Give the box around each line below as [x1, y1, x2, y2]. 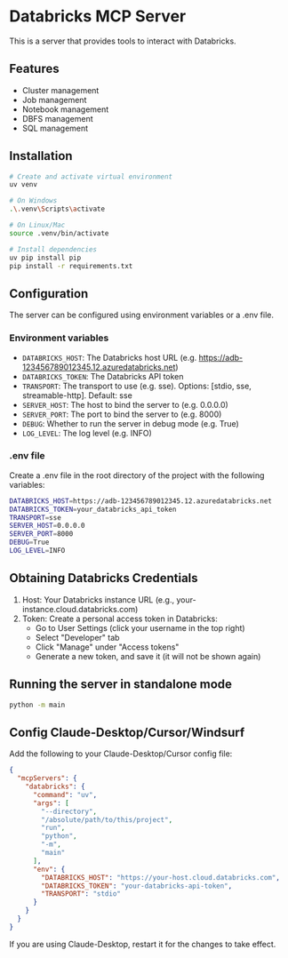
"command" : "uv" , [32, 790, 98, 799]
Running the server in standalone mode [9, 677, 233, 692]
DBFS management [21, 113, 93, 124]
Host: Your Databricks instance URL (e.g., [21, 594, 175, 605]
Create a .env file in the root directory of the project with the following [9, 469, 265, 481]
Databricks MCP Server [9, 6, 187, 27]
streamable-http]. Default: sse [21, 389, 133, 401]
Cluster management [21, 84, 100, 95]
